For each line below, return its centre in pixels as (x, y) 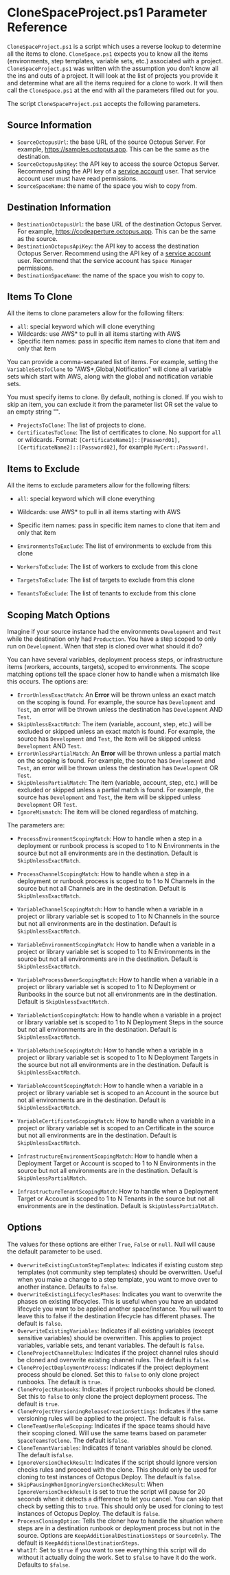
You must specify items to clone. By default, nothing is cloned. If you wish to (115, 397)
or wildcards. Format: (47, 440)
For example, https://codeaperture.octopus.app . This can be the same (116, 231)
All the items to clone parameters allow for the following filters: (95, 313)
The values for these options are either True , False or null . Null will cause (111, 1244)
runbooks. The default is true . (59, 1382)
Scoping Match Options (59, 615)
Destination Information (59, 208)
